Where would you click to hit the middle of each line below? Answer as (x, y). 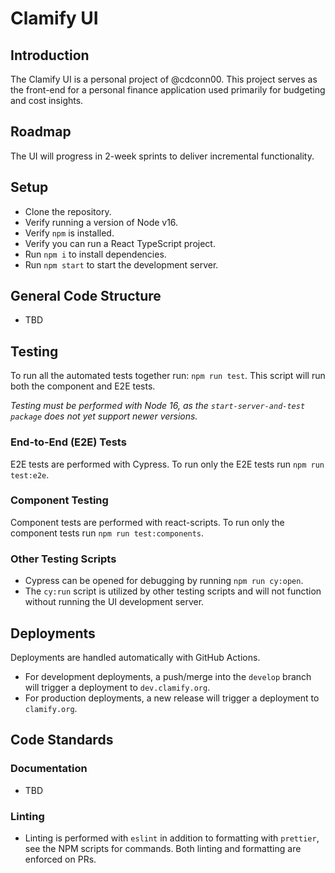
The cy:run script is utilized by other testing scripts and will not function (173, 591)
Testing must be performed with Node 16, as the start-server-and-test (158, 406)
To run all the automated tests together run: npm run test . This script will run (168, 376)
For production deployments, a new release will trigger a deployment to (172, 698)
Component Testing (59, 500)
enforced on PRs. (60, 859)
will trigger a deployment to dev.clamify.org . (117, 687)
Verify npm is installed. (69, 233)
